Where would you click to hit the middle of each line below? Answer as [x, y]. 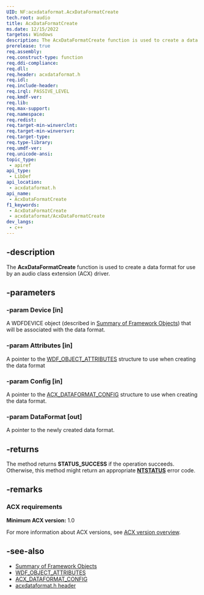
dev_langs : [20, 222]
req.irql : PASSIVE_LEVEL [38, 92]
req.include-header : [33, 86]
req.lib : [17, 103]
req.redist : [21, 120]
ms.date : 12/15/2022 [33, 29]
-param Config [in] [35, 381]
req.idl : [17, 80]
